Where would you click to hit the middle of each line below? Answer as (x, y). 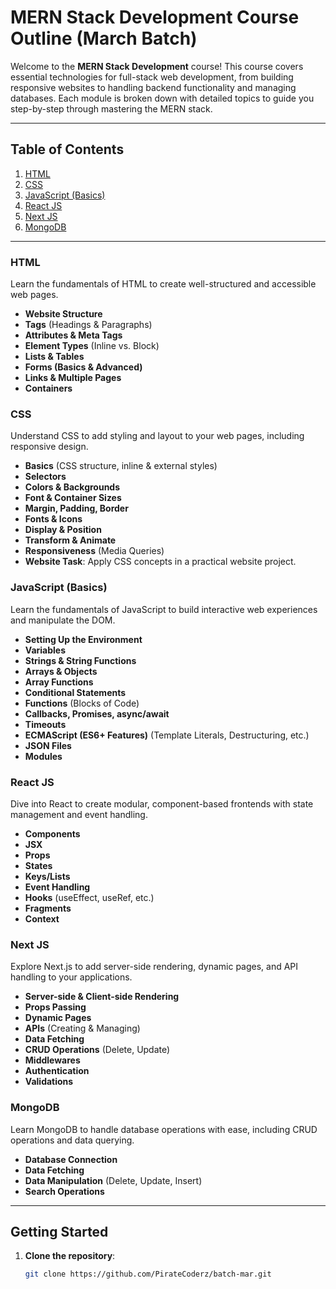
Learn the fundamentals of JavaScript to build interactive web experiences (164, 609)
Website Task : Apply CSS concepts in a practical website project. (160, 562)
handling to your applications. (71, 977)
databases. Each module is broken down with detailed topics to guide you (162, 98)
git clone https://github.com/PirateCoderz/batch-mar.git (148, 1274)
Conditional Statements (75, 692)
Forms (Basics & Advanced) (83, 367)
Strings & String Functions (80, 660)
